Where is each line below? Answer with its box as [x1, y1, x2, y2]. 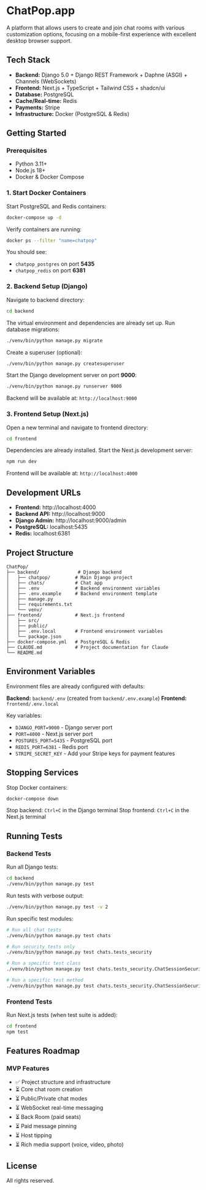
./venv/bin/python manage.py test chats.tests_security [6, 949, 152, 956]
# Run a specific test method [6, 977, 84, 983]
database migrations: [6, 326, 60, 333]
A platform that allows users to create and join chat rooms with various [6, 24, 185, 31]
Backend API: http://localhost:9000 [15, 510, 105, 518]
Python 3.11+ [15, 160, 48, 167]
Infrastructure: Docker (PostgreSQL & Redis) [15, 110, 130, 117]
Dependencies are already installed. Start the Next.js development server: [6, 447, 193, 454]
